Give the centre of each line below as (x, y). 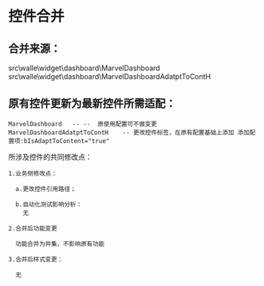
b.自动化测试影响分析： (49, 205)
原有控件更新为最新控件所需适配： (92, 103)
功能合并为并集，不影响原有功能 (60, 244)
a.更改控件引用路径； (46, 189)
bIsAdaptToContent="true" (67, 141)
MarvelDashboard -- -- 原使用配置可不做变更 (83, 124)
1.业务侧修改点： (33, 173)
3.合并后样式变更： (36, 259)
